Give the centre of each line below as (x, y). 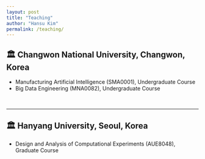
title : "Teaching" (30, 18)
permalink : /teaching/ (35, 29)
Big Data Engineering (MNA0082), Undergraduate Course (88, 89)
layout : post (23, 12)
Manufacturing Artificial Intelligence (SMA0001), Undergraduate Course (105, 82)
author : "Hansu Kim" (33, 23)
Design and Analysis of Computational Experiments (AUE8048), (95, 144)
